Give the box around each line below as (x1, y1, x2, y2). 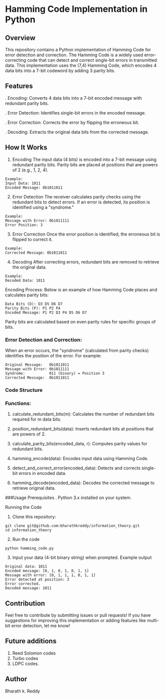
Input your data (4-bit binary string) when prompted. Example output (12, 554, 152, 561)
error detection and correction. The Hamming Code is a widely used (5, 52, 143, 58)
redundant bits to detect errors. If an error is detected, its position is (12, 199, 150, 205)
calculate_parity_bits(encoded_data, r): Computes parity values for (12, 441, 148, 447)
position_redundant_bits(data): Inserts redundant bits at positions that (12, 426, 154, 432)
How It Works (5, 143, 48, 152)
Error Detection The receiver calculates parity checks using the (12, 194, 141, 199)
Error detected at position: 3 (5, 577, 69, 582)
